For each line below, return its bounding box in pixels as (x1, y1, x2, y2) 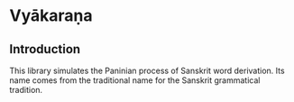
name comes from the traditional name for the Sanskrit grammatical (9, 75, 261, 86)
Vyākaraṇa (9, 5, 93, 26)
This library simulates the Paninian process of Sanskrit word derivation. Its (9, 65, 286, 76)
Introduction (9, 42, 81, 57)
